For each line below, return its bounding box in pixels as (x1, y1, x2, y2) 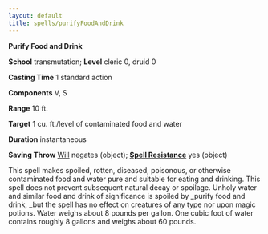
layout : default (8, 11, 63, 20)
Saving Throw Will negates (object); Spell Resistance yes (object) (8, 150, 228, 159)
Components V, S (8, 87, 67, 97)
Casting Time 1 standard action (8, 72, 112, 82)
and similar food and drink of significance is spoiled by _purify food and (8, 191, 246, 200)
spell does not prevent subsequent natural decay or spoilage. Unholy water (8, 182, 258, 192)
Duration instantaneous (8, 134, 87, 144)
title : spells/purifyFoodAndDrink (8, 19, 124, 27)
